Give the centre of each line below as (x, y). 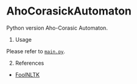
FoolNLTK (27, 74)
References (30, 63)
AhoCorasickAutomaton (69, 11)
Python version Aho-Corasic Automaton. (57, 28)
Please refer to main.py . (36, 51)
